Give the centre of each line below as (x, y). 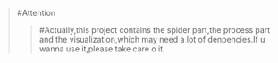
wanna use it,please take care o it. (102, 49)
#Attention (36, 13)
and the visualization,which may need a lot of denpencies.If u (152, 39)
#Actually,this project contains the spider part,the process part (155, 30)
